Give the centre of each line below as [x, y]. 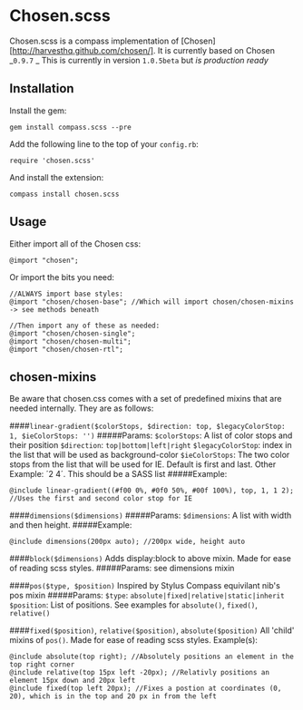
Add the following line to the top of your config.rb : [104, 144]
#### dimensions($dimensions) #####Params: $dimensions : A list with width [151, 515]
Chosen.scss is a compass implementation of [94, 41]
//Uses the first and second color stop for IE [101, 499]
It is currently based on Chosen [216, 50]
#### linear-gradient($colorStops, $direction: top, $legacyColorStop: [147, 426]
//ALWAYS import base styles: [67, 294]
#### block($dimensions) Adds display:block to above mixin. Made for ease [151, 559]
